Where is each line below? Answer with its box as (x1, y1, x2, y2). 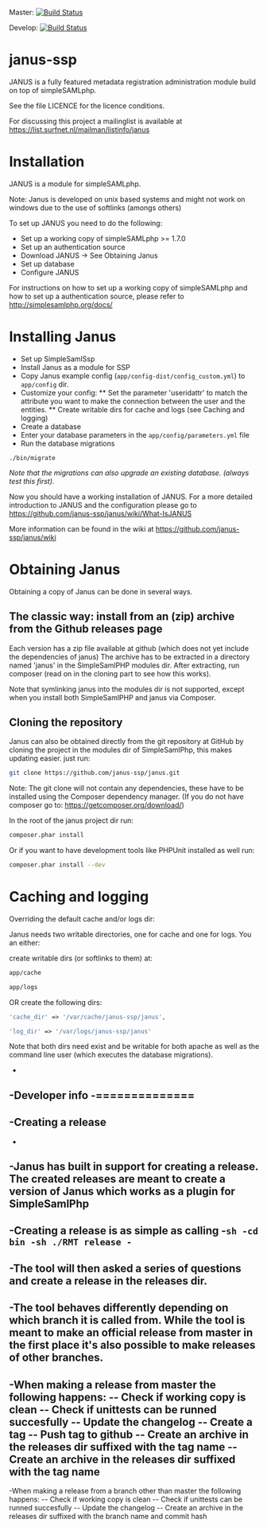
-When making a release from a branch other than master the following (9, 1486, 242, 1496)
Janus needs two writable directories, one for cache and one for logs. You (9, 929, 252, 939)
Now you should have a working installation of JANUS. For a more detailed (9, 492, 253, 501)
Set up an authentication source (20, 242, 126, 251)
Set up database (20, 259, 75, 268)
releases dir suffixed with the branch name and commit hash (9, 1512, 207, 1521)
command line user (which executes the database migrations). (9, 1050, 214, 1060)
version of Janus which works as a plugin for (9, 1185, 235, 1198)
